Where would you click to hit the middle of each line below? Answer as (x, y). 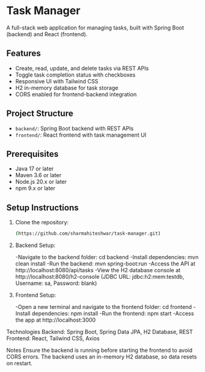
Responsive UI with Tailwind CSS (57, 81)
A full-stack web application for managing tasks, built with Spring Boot (95, 28)
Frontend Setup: (35, 295)
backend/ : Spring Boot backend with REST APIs (74, 128)
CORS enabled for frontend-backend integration (76, 94)
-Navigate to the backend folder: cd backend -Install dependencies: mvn (107, 257)
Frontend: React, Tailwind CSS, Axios (53, 338)
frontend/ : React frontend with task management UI (81, 135)
